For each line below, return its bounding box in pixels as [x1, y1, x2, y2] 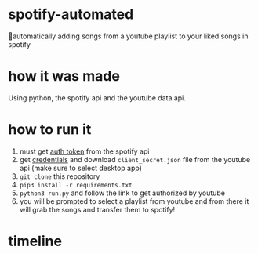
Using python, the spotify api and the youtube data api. [8, 93, 187, 103]
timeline [8, 233, 63, 250]
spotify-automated [8, 5, 134, 24]
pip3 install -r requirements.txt [19, 181, 133, 189]
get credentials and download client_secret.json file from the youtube [19, 154, 251, 164]
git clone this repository [19, 171, 100, 181]
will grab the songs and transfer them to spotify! [19, 205, 176, 214]
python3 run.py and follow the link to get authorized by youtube [19, 188, 226, 198]
